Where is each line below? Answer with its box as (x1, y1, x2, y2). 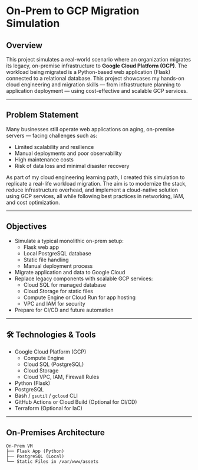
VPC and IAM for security (23, 300, 85, 307)
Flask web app (23, 244, 60, 251)
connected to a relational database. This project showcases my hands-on (6, 75, 184, 82)
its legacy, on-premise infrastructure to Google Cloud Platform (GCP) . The (6, 62, 187, 69)
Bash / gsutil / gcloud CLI (14, 392, 78, 400)
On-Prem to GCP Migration (6, 4, 140, 18)
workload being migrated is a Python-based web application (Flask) (6, 69, 171, 75)
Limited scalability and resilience (14, 143, 94, 150)
